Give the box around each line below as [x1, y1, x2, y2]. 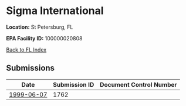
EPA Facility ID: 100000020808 [6, 35, 83, 42]
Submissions [6, 63, 55, 73]
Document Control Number [99, 80, 177, 88]
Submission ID [52, 80, 94, 88]
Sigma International [6, 4, 104, 18]
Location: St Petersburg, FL [6, 23, 73, 30]
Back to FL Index [6, 46, 47, 53]
